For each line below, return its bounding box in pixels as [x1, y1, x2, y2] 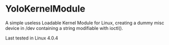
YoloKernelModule [5, 3, 86, 15]
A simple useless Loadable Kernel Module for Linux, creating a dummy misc [5, 20, 164, 26]
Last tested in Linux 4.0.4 [5, 35, 59, 41]
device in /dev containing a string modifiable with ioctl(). [5, 25, 123, 31]
